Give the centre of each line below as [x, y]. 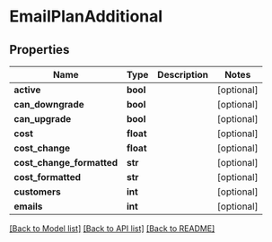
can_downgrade [49, 104]
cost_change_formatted [66, 163]
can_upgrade [43, 119]
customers [37, 192]
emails [28, 206]
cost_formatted [48, 177]
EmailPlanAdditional [86, 17]
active [27, 90]
